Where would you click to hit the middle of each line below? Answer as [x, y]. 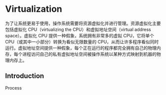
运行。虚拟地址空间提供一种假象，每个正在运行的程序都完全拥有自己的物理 [81, 48]
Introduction [25, 76]
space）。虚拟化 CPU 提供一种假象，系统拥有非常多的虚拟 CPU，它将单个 [80, 35]
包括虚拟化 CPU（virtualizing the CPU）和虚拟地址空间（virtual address [78, 29]
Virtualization [34, 9]
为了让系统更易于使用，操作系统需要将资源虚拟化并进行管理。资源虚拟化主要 [83, 23]
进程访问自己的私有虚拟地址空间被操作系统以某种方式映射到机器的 [89, 54]
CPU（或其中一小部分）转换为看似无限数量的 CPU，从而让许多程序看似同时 [82, 42]
